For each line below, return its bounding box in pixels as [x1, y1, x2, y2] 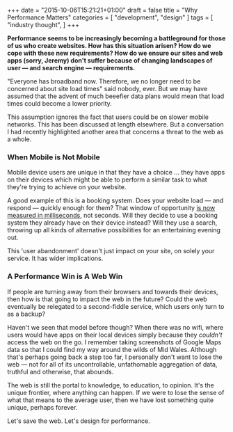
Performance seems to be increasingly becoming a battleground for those [7, 34, 226, 42]
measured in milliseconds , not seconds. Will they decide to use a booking [7, 211, 218, 220]
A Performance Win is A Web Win [7, 271, 123, 281]
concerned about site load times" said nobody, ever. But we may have [7, 85, 208, 93]
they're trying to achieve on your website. [7, 183, 127, 191]
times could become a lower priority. [7, 99, 113, 107]
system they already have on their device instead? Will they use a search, [7, 218, 218, 227]
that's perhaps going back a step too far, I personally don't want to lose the [7, 353, 223, 361]
